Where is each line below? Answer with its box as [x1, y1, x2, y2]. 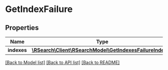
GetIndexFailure [5, 3, 73, 15]
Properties [5, 23, 39, 32]
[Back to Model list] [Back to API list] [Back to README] [5, 59, 120, 65]
